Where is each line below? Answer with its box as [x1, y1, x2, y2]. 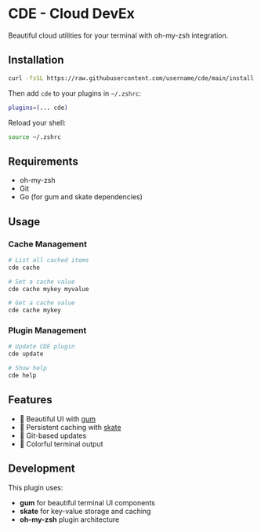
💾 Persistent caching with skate [19, 422, 121, 432]
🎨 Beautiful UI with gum [19, 414, 96, 424]
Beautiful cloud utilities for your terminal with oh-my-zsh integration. [8, 31, 229, 40]
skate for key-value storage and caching [19, 506, 151, 516]
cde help [8, 372, 37, 380]
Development [8, 462, 76, 476]
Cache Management [8, 239, 88, 250]
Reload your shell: [8, 118, 67, 127]
